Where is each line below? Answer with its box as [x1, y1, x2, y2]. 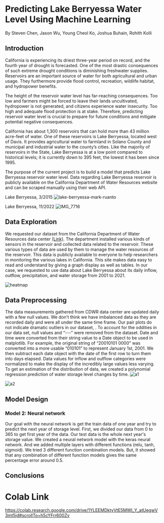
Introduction [5, 44, 44, 52]
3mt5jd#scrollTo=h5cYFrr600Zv [5, 513, 70, 519]
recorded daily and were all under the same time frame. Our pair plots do [5, 319, 152, 325]
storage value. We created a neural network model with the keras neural [5, 437, 151, 443]
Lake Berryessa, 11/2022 [5, 203, 55, 209]
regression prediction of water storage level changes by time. [5, 371, 129, 378]
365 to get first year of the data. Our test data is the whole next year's [5, 431, 146, 437]
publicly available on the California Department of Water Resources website [5, 179, 158, 185]
